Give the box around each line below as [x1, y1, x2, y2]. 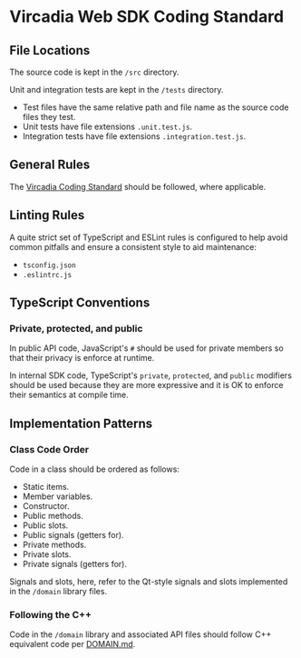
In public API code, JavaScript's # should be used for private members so [9, 343, 284, 354]
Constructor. [22, 501, 70, 511]
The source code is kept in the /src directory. [9, 66, 180, 77]
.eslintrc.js [22, 270, 73, 279]
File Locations [9, 43, 91, 58]
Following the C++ [9, 608, 92, 621]
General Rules [9, 157, 91, 173]
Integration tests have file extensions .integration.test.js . [22, 131, 247, 142]
